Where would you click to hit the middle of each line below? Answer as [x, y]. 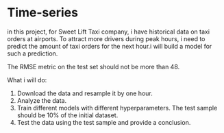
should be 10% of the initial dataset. [67, 115]
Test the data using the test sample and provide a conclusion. [104, 122]
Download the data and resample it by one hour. [85, 93]
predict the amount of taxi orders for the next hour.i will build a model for [110, 46]
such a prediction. [33, 53]
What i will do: [27, 80]
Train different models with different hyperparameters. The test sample [117, 108]
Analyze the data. [42, 100]
